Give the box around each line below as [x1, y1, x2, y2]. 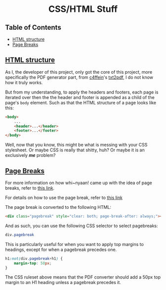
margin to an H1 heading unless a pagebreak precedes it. [5, 280, 121, 286]
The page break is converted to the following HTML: [5, 204, 112, 210]
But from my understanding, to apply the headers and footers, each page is [5, 89, 159, 95]
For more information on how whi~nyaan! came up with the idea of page [5, 180, 152, 186]
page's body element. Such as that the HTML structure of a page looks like [5, 99, 157, 105]
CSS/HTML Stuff [48, 3, 118, 15]
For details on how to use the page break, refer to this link [5, 194, 123, 200]
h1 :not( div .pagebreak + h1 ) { [5, 256, 63, 261]
